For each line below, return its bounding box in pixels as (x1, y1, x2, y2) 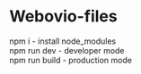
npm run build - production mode (9, 54, 133, 65)
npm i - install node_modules (9, 36, 117, 46)
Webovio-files (9, 6, 119, 27)
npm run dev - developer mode (9, 45, 125, 55)
